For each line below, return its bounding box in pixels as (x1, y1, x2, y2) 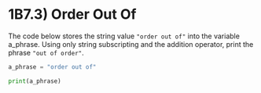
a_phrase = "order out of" (8, 63, 97, 71)
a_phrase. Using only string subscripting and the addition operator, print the (8, 39, 254, 48)
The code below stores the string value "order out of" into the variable (8, 31, 240, 41)
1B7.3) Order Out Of (8, 5, 137, 23)
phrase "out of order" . (8, 48, 84, 57)
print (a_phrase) (8, 77, 61, 85)
